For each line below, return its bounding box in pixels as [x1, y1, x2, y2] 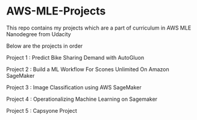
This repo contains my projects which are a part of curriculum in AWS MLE [6, 24, 192, 31]
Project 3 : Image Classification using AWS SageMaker [6, 83, 142, 91]
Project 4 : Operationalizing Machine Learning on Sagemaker [6, 95, 158, 103]
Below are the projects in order [6, 42, 83, 49]
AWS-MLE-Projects [6, 4, 106, 18]
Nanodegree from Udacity [6, 30, 71, 37]
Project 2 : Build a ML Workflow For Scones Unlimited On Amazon [6, 65, 170, 73]
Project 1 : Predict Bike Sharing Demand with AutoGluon [6, 54, 145, 61]
